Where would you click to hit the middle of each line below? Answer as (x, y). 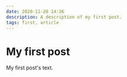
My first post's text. (30, 68)
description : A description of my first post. (64, 17)
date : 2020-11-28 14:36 (35, 11)
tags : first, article (33, 22)
